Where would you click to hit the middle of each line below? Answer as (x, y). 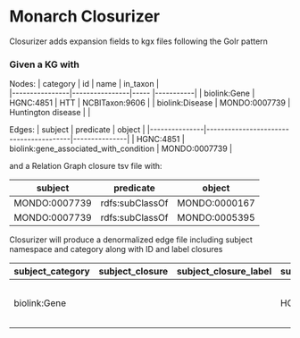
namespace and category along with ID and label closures (116, 249)
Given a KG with (45, 64)
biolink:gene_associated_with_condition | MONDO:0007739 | (121, 148)
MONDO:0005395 (217, 218)
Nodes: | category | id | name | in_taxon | (84, 84)
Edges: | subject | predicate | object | (77, 130)
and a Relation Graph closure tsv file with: (86, 166)
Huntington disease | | (50, 113)
